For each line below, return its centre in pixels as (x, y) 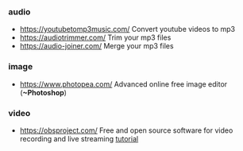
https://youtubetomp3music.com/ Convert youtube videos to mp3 (127, 29)
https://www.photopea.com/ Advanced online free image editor (123, 84)
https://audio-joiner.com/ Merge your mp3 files (96, 46)
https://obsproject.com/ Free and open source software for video (126, 130)
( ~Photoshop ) (43, 92)
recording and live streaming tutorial (79, 138)
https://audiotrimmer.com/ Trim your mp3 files (95, 37)
